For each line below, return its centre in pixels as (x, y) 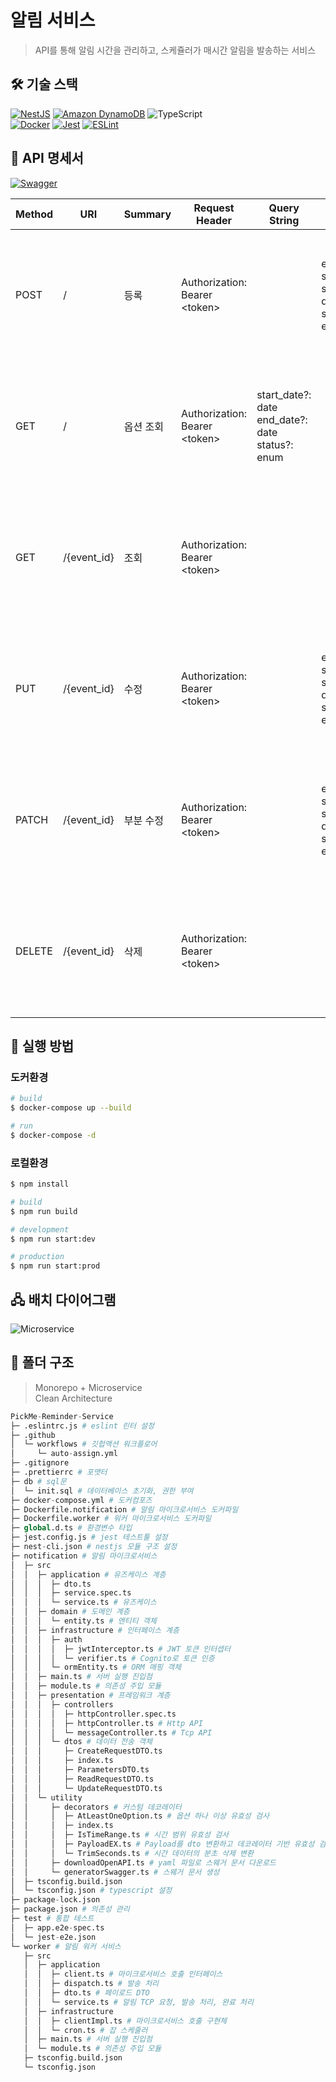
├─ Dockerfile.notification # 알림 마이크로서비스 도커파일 (124, 1509)
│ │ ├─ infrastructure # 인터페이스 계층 (95, 1630)
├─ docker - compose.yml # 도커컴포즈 (81, 1500)
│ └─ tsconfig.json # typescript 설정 (91, 1891)
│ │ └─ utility (46, 1797)
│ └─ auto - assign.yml (64, 1454)
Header (214, 220)
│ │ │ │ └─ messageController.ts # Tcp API (111, 1732)
